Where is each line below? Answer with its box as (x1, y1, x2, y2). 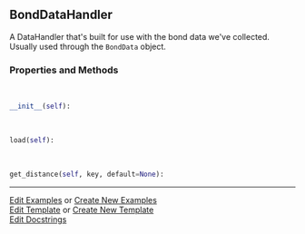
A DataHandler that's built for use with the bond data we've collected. (9, 31, 271, 42)
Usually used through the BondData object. (9, 41, 166, 52)
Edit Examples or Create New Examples (9, 194, 157, 205)
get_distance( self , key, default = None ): (9, 170, 165, 179)
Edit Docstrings (9, 213, 67, 225)
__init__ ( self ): (9, 102, 71, 112)
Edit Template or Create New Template (9, 204, 154, 215)
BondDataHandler (9, 7, 113, 23)
